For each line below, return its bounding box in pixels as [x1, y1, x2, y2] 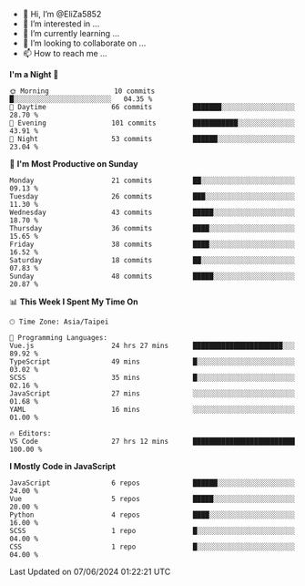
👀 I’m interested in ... [22, 18, 100, 29]
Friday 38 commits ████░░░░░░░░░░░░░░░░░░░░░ [9, 240, 296, 249]
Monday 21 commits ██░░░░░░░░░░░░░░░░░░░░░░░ [9, 176, 296, 185]
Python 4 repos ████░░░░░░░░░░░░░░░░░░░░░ [9, 510, 296, 519]
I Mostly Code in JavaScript [9, 461, 117, 471]
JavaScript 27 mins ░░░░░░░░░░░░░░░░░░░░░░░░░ [9, 389, 296, 398]
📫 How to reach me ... [22, 48, 107, 58]
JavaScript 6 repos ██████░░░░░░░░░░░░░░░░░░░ [9, 478, 296, 488]
